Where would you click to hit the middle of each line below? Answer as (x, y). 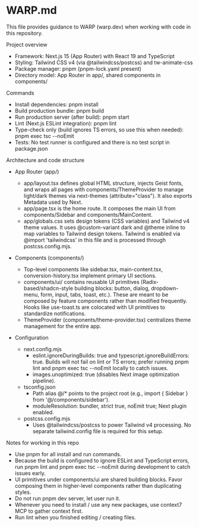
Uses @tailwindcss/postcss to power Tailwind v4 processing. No (112, 425)
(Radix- (150, 282)
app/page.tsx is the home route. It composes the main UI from (100, 208)
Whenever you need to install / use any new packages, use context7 (98, 504)
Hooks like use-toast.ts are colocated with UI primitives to (94, 307)
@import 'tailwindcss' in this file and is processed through (95, 240)
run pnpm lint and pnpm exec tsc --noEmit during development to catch (102, 466)
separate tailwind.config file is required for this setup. (98, 431)
